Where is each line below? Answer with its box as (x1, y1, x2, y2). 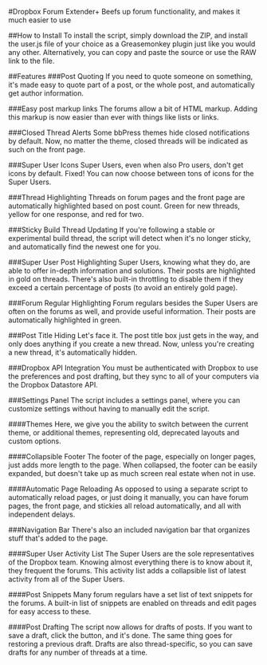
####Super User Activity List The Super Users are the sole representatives (8, 549, 255, 558)
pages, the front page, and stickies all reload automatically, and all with (8, 502, 241, 510)
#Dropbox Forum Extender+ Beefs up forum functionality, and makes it (8, 7, 241, 16)
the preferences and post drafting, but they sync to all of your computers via (8, 372, 259, 381)
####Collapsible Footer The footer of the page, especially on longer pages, (8, 452, 257, 461)
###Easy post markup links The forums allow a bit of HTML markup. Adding (8, 104, 257, 113)
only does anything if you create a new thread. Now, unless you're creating (8, 339, 255, 348)
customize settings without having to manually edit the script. (8, 404, 210, 413)
